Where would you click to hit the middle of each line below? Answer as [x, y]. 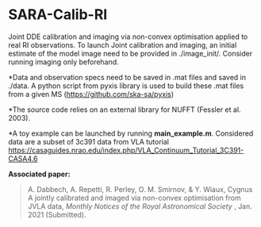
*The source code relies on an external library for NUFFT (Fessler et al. [125, 110]
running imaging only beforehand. [63, 62]
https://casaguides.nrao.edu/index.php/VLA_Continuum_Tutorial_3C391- [126, 150]
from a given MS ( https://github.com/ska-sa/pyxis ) [91, 94]
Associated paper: [39, 174]
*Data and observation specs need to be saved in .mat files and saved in [127, 77]
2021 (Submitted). [57, 214]
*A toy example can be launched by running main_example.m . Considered [131, 133]
